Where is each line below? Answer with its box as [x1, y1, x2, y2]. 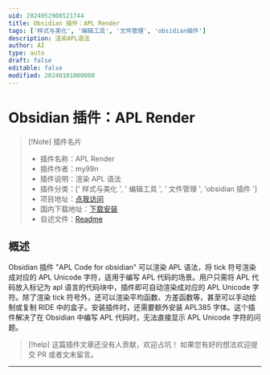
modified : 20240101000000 [8, 71, 95, 79]
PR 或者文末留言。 [37, 350, 98, 360]
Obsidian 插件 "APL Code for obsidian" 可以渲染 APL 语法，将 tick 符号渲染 [8, 263, 256, 272]
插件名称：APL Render [39, 153, 115, 163]
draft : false [8, 57, 52, 65]
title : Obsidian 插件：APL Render [8, 19, 121, 27]
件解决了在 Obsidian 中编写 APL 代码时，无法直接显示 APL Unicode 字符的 [8, 312, 254, 322]
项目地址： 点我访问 [39, 194, 104, 203]
